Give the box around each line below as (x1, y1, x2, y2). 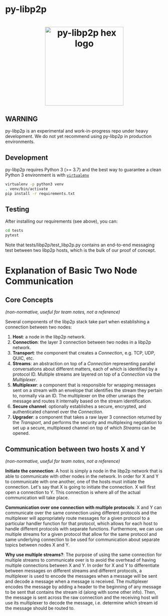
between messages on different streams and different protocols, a (5, 568, 142, 574)
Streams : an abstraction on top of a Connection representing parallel (12, 361, 155, 367)
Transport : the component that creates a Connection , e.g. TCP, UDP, (12, 350, 155, 356)
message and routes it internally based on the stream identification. (12, 398, 152, 404)
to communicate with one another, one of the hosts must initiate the (5, 478, 145, 485)
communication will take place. (5, 495, 69, 501)
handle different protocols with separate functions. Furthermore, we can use (5, 526, 163, 532)
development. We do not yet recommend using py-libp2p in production (5, 133, 152, 140)
